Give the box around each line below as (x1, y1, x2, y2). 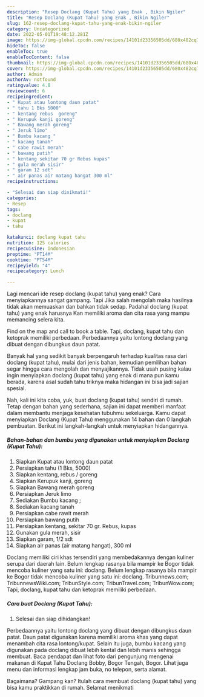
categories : (7, 195, 37, 201)
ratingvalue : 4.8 (7, 83, 51, 89)
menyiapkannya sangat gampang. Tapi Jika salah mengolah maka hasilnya (7, 297, 193, 304)
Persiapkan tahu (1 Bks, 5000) (15, 464, 91, 472)
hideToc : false (7, 43, 45, 49)
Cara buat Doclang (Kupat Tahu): (7, 600, 93, 607)
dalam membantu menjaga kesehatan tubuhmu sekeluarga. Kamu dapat (7, 410, 186, 417)
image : (7, 37, 24, 43)
